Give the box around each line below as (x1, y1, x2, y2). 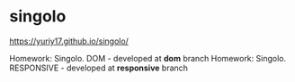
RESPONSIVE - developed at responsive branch (9, 62, 189, 73)
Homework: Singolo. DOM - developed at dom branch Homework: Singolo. (9, 53, 286, 63)
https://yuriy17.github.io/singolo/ (9, 36, 129, 46)
